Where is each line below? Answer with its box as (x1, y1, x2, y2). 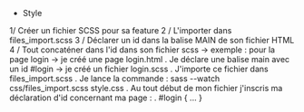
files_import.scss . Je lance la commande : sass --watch (9, 73, 221, 84)
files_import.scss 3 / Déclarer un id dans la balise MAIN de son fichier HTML (9, 35, 295, 45)
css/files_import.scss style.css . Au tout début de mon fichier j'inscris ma (9, 83, 283, 93)
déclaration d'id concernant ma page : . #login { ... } (9, 92, 202, 103)
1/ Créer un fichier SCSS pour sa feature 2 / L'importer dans (9, 25, 232, 35)
